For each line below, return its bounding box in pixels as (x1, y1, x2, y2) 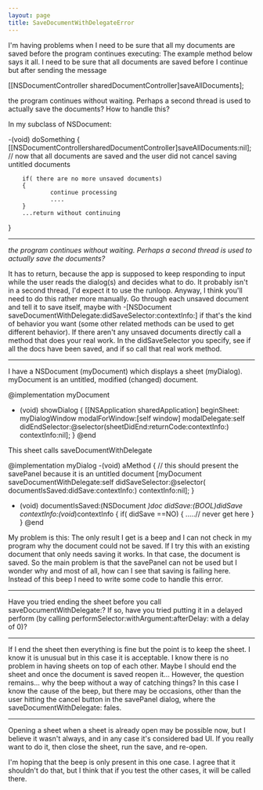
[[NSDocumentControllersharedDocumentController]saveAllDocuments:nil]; (8, 143, 252, 152)
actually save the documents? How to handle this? (8, 104, 170, 114)
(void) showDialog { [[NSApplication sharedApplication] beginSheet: (19, 405, 240, 414)
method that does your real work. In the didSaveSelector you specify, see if (8, 335, 251, 345)
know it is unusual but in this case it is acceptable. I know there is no (8, 653, 229, 662)
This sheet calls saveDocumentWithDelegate (8, 445, 153, 455)
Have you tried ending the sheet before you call (8, 597, 162, 606)
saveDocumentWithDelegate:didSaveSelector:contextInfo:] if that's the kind (8, 311, 252, 320)
